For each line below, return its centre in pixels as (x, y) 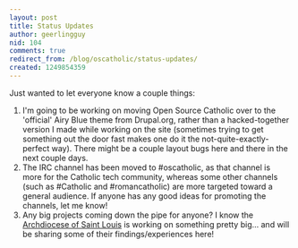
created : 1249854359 (48, 68)
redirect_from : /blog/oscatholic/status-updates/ (104, 59)
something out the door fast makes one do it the (111, 139)
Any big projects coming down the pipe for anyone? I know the (137, 215)
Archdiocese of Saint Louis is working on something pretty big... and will (156, 224)
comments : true (38, 51)
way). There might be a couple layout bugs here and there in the (170, 148)
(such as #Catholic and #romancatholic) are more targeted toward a (147, 186)
